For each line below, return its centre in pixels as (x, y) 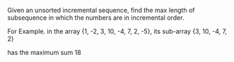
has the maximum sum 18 (44, 52)
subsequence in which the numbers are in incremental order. (96, 18)
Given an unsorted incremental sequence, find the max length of (101, 10)
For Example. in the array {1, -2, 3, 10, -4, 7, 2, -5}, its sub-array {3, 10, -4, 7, (117, 31)
